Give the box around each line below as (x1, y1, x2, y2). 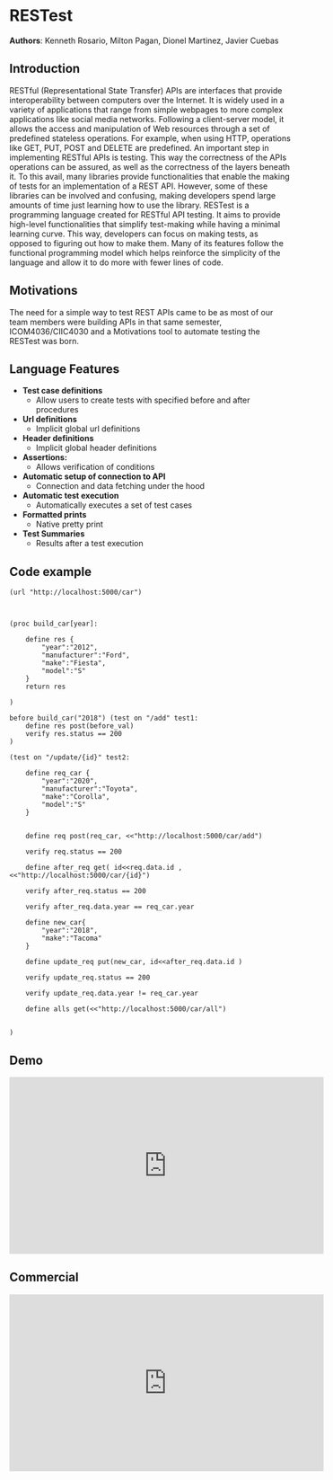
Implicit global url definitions (35, 423, 141, 434)
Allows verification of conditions (35, 462, 155, 473)
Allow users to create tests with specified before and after (35, 394, 250, 405)
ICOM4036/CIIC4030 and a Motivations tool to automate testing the (9, 325, 260, 337)
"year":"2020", (41, 776, 99, 786)
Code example (9, 563, 92, 580)
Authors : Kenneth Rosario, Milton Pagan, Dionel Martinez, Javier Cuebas (9, 35, 279, 46)
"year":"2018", (41, 926, 99, 935)
